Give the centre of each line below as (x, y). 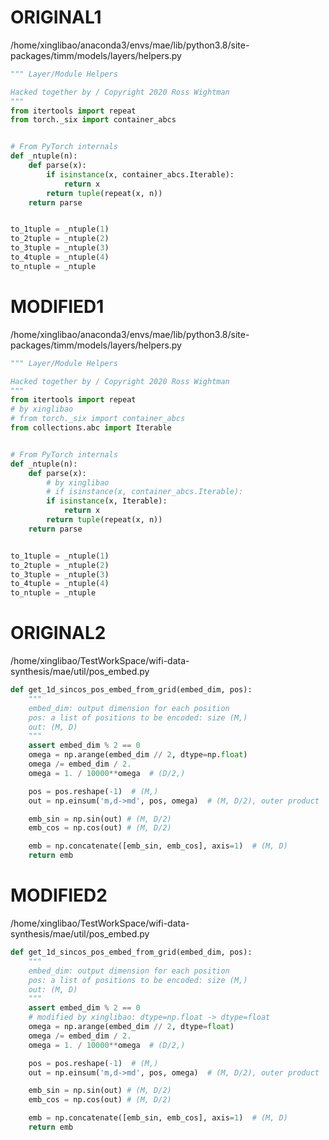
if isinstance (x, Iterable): (107, 501)
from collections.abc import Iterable (91, 428)
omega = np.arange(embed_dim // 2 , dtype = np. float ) (138, 755)
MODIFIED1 (57, 307)
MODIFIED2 (59, 895)
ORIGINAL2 (58, 633)
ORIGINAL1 (56, 17)
